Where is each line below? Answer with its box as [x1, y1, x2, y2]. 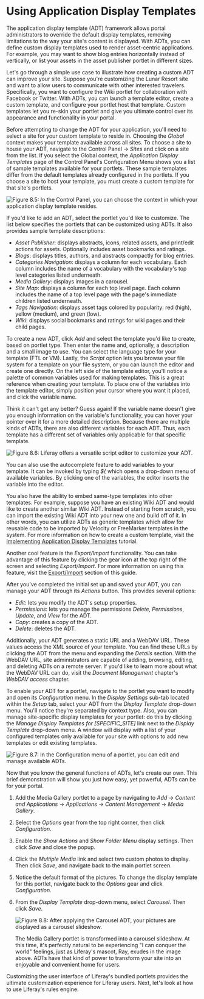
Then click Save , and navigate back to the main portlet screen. [15, 861, 172, 869]
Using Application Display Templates [6, 4, 196, 18]
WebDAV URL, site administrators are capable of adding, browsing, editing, [6, 656, 194, 663]
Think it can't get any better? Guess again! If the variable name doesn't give [6, 405, 196, 412]
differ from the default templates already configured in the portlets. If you [6, 171, 189, 178]
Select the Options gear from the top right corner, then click [15, 819, 165, 826]
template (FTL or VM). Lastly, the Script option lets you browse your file [6, 354, 185, 361]
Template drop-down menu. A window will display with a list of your [6, 726, 176, 733]
